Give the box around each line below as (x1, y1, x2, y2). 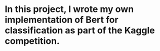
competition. (5, 35, 60, 47)
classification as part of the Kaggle (5, 25, 155, 36)
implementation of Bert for (5, 14, 118, 25)
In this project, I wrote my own (5, 3, 134, 15)
